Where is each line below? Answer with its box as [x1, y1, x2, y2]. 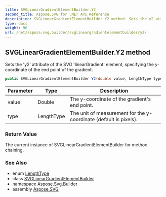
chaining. [5, 147, 24, 153]
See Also [5, 159, 27, 166]
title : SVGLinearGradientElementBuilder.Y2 [5, 7, 96, 12]
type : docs [5, 21, 28, 26]
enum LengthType [12, 170, 49, 176]
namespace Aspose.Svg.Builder [12, 181, 78, 187]
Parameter [7, 87, 33, 94]
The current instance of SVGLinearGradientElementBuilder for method [5, 141, 148, 148]
